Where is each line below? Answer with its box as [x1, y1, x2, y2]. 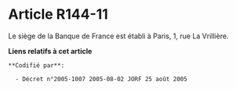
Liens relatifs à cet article [8, 46, 93, 55]
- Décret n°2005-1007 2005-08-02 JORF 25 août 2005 [15, 75, 188, 83]
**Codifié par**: [8, 61, 65, 69]
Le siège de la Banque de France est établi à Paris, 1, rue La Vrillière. [8, 31, 229, 41]
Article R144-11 [8, 5, 108, 23]
